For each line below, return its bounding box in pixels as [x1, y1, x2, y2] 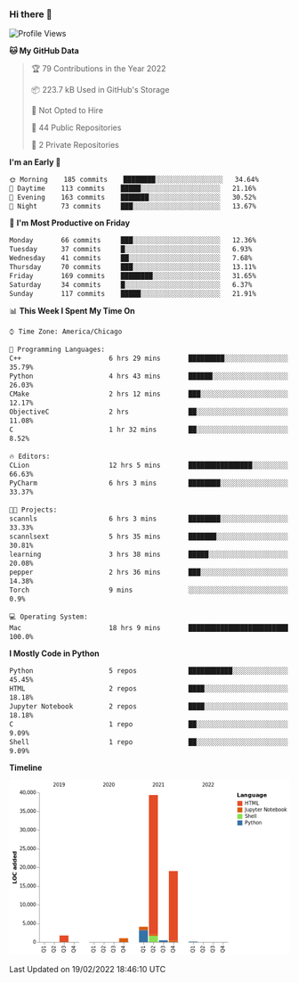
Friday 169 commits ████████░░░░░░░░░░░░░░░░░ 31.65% [9, 272, 256, 281]
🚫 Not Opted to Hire [30, 105, 104, 116]
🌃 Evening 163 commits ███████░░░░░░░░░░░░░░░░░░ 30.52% [9, 193, 256, 202]
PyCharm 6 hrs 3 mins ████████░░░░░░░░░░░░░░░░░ [9, 479, 289, 488]
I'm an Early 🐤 [9, 157, 61, 168]
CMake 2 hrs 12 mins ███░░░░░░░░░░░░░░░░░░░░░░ [9, 389, 289, 399]
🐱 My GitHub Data [9, 45, 80, 56]
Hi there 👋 [9, 8, 53, 20]
